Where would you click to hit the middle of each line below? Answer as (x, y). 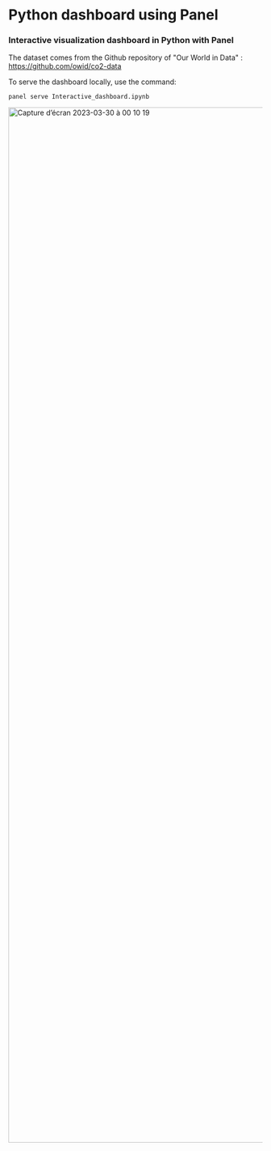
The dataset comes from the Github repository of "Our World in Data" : (126, 57)
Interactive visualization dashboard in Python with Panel (121, 40)
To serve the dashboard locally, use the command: (92, 82)
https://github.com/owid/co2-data (65, 66)
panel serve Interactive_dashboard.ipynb (79, 97)
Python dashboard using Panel (114, 15)
